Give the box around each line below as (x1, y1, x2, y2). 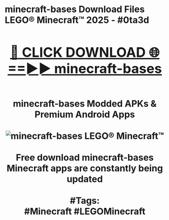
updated (66, 173, 103, 185)
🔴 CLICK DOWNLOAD (10, 44, 146, 60)
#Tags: (70, 195, 100, 206)
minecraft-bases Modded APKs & (13, 98, 157, 109)
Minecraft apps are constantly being (6, 162, 163, 174)
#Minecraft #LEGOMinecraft (24, 205, 146, 217)
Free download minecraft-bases (16, 152, 154, 163)
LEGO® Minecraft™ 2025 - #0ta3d (5, 14, 149, 26)
